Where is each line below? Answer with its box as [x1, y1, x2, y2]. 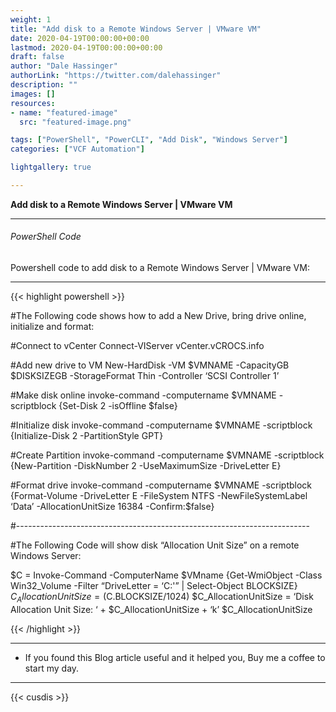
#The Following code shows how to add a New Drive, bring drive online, [10, 310, 307, 322]
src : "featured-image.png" [19, 117, 132, 127]
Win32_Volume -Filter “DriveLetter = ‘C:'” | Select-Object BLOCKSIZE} [10, 580, 298, 592]
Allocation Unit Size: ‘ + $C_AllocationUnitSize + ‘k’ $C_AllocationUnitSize [10, 603, 313, 615]
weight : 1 [10, 14, 52, 25]
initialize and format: [10, 321, 95, 333]
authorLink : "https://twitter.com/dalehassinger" [10, 71, 222, 81]
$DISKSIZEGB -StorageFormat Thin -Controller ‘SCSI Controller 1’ [10, 370, 280, 382]
